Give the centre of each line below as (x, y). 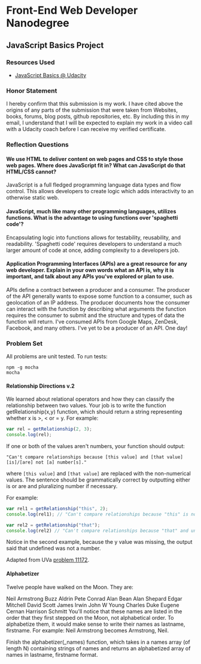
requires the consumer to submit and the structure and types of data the (95, 315)
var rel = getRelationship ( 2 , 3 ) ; (49, 429)
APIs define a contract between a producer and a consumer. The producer (98, 290)
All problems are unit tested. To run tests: (57, 356)
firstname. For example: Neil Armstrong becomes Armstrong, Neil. (88, 630)
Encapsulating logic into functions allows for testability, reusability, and (94, 237)
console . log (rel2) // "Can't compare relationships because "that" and (97, 531)
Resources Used (31, 62)
